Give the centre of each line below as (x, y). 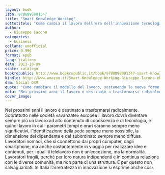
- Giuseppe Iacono (28, 32)
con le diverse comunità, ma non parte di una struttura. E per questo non (79, 162)
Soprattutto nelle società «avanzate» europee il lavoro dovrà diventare (76, 115)
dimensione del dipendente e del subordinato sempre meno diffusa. (74, 136)
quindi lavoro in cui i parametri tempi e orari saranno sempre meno (72, 126)
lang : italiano (21, 60)
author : (13, 28)
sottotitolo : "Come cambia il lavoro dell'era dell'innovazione (72, 23)
